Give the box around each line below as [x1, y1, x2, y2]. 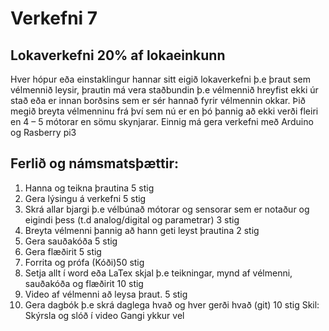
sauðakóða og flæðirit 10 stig [24, 277, 144, 289]
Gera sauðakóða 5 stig [24, 235, 118, 247]
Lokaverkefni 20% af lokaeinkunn [10, 47, 226, 64]
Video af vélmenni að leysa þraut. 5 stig [24, 288, 188, 300]
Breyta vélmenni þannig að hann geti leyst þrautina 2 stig [24, 224, 260, 236]
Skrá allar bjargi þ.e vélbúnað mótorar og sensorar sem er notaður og [24, 203, 310, 215]
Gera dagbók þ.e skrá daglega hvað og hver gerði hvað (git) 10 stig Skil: [24, 298, 320, 311]
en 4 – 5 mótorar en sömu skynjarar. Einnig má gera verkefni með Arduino [10, 116, 314, 127]
